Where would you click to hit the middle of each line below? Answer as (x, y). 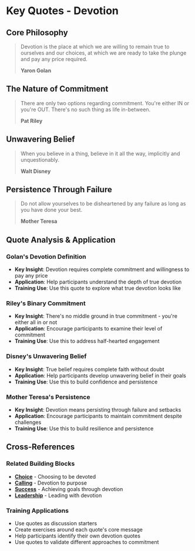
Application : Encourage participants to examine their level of (88, 329)
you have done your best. (51, 210)
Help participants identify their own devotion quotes (78, 536)
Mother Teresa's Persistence (48, 397)
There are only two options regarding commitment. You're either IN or (105, 103)
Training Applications (38, 510)
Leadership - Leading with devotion (58, 495)
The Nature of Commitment (57, 89)
